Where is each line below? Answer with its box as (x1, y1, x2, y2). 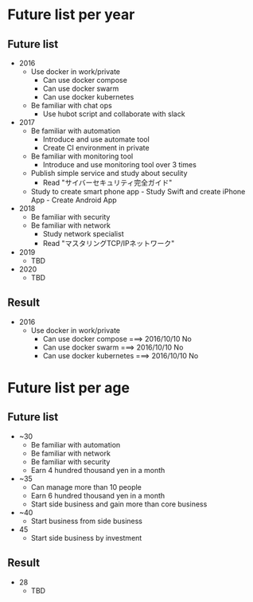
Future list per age (7, 379, 130, 397)
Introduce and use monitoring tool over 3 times (42, 160, 197, 169)
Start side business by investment (30, 533, 142, 542)
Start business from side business (30, 516, 142, 526)
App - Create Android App (30, 195, 117, 205)
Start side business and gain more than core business (30, 499, 208, 509)
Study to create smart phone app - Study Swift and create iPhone (30, 187, 246, 196)
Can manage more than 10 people (30, 482, 142, 491)
